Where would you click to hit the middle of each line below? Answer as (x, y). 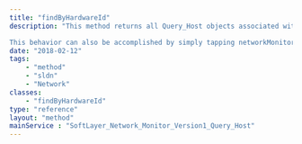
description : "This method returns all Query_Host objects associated (144, 26)
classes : (26, 92)
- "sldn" (42, 76)
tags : (19, 59)
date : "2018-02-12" (46, 50)
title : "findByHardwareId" (60, 18)
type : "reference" (44, 109)
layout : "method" (42, 118)
